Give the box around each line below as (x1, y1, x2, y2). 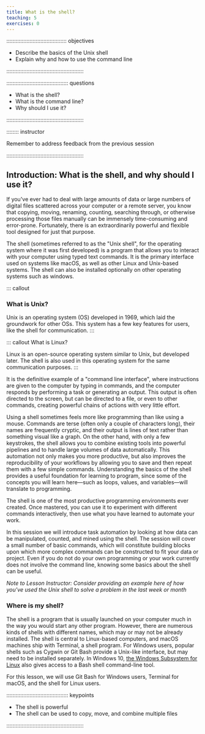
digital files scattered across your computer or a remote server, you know (6, 202, 192, 209)
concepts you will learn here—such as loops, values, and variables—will (6, 479, 188, 486)
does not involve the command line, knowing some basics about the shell (6, 561, 191, 568)
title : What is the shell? (6, 9, 75, 15)
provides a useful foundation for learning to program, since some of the (6, 472, 187, 479)
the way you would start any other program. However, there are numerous (6, 622, 193, 629)
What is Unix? (6, 300, 49, 309)
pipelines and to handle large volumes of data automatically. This (6, 446, 170, 454)
